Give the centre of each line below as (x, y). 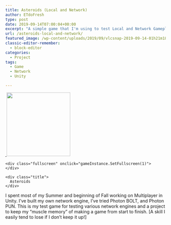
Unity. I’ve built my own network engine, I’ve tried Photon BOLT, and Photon (85, 201)
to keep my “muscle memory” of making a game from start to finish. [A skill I (85, 211)
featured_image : (22, 39)
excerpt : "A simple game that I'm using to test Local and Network (78, 29)
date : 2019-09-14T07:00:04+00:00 (41, 24)
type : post (17, 19)
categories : (18, 52)
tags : (11, 62)
